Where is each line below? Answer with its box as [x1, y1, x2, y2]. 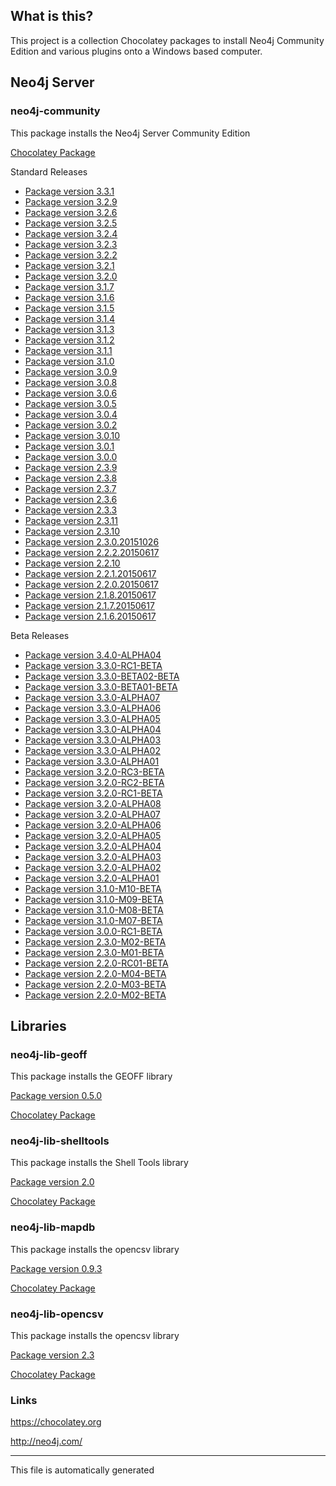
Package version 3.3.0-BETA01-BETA [24, 680, 178, 693]
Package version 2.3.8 [24, 472, 118, 484]
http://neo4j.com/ [10, 1435, 83, 1448]
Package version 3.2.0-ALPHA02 [24, 861, 162, 873]
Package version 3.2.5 [24, 217, 118, 229]
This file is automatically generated [10, 1464, 155, 1476]
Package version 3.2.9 [24, 195, 118, 208]
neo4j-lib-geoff [10, 1047, 88, 1061]
